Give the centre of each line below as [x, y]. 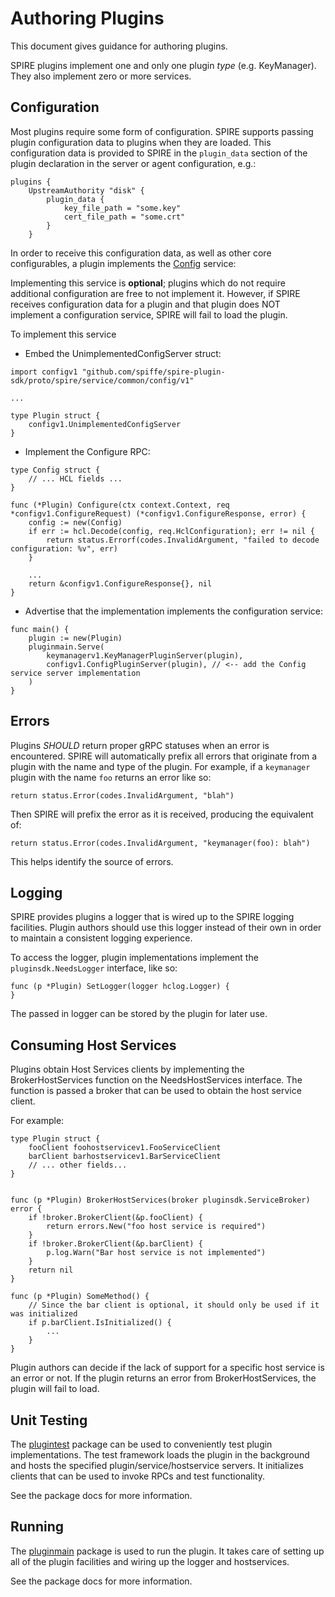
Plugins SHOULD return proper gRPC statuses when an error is [140, 745]
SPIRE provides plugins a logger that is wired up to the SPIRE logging [152, 917]
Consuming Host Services [93, 1045]
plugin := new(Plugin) [75, 638]
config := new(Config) [75, 522]
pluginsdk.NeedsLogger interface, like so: [94, 968]
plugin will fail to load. [55, 1389]
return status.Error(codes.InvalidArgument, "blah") [122, 795]
